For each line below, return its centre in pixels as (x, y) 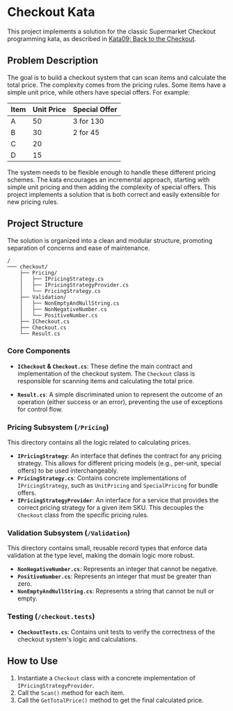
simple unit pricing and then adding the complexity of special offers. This (112, 187)
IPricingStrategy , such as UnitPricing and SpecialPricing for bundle (118, 486)
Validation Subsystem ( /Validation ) (69, 533)
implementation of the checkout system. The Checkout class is (106, 374)
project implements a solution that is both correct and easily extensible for (114, 194)
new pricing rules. (33, 202)
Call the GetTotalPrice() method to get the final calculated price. (110, 700)
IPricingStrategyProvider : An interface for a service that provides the (118, 500)
